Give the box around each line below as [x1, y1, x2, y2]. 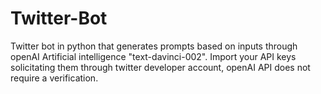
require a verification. [10, 72, 99, 84]
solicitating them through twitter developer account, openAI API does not [10, 61, 311, 73]
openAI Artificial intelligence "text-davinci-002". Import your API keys [10, 50, 297, 62]
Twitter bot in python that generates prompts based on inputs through [10, 40, 298, 52]
